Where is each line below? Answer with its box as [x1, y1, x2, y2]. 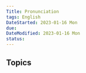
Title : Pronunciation [6, 8, 59, 15]
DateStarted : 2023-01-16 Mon [6, 19, 78, 25]
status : [6, 36, 25, 42]
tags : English [6, 14, 41, 20]
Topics [6, 58, 32, 68]
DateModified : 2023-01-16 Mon [6, 31, 81, 36]
